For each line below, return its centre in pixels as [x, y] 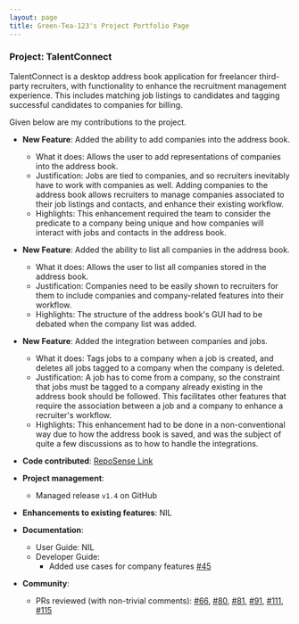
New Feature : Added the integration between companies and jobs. [145, 341]
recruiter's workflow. [74, 415]
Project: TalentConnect [61, 57]
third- [269, 76]
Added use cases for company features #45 [130, 566]
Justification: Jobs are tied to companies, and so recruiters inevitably [162, 176]
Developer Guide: [67, 556]
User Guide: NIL [65, 547]
